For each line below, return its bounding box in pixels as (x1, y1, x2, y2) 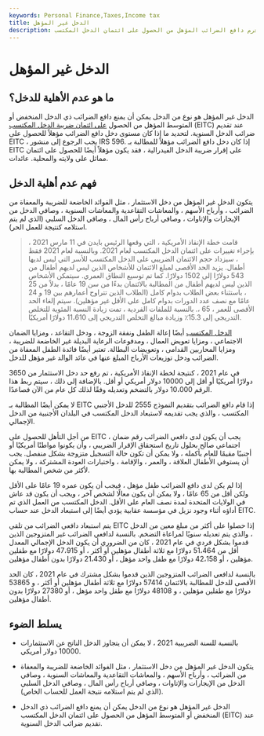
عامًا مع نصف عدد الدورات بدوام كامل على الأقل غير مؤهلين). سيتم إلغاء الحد (27, 296, 251, 306)
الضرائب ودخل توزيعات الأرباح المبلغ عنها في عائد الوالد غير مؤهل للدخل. (9, 353, 219, 362)
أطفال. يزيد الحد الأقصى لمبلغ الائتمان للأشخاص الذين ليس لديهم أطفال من (27, 262, 245, 272)
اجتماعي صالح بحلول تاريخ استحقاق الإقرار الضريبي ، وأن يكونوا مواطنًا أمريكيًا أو (9, 441, 240, 450)
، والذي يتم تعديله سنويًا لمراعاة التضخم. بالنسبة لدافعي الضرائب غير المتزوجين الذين (9, 529, 253, 539)
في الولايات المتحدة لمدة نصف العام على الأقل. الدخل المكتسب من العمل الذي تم (9, 497, 246, 507)
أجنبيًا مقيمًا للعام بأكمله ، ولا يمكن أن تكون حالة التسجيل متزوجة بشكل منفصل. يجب (9, 449, 252, 458)
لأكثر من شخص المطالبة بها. (9, 465, 91, 475)
